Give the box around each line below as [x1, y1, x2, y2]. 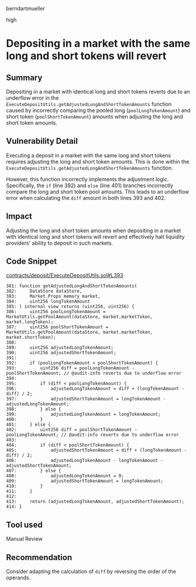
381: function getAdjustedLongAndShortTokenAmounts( [6, 283, 137, 289]
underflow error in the [6, 94, 59, 101]
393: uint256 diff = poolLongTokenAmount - [6, 365, 135, 371]
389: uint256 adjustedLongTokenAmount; [6, 345, 114, 351]
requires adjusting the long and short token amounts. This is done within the [6, 158, 190, 165]
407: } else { [6, 468, 61, 474]
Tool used [6, 520, 43, 530]
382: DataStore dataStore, [6, 289, 82, 294]
